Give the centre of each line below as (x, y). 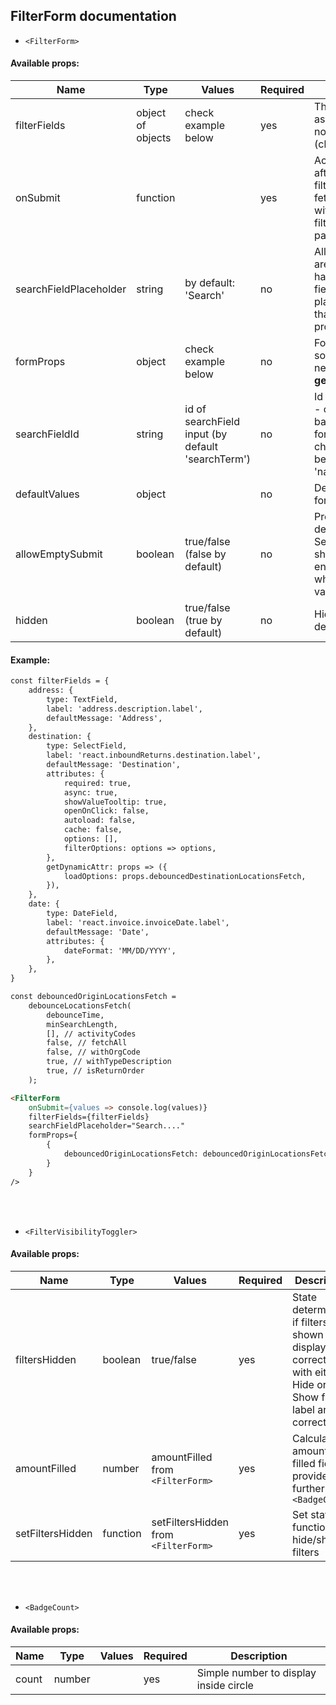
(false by (205, 554)
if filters (310, 1322)
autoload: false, (100, 820)
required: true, (97, 783)
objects (154, 138)
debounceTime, (75, 1015)
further (308, 1488)
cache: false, (93, 830)
